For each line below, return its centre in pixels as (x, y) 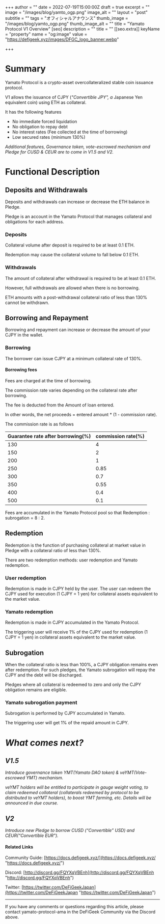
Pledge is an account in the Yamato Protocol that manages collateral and (78, 216)
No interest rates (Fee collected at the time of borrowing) (70, 132)
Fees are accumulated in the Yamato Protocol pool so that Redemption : (77, 512)
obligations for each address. (35, 221)
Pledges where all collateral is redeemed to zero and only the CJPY (73, 685)
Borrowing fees (21, 370)
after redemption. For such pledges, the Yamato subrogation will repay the (80, 670)
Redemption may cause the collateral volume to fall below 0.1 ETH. (72, 255)
